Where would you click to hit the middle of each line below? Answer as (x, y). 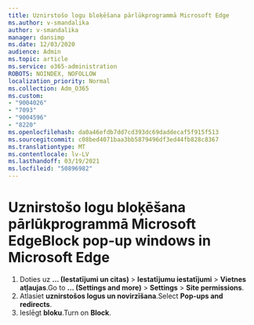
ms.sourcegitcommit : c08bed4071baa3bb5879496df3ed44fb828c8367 (114, 139)
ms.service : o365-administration (63, 67)
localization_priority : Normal (59, 81)
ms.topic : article (38, 60)
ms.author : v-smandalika (49, 23)
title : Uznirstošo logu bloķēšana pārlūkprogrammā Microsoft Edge (119, 15)
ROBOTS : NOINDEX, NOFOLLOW (52, 74)
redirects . (36, 304)
